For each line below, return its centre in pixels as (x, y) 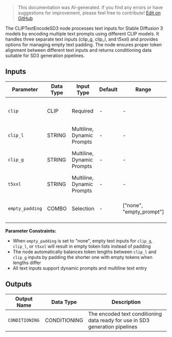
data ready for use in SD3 (119, 320)
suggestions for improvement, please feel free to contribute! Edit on (89, 13)
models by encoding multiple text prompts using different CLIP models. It (82, 34)
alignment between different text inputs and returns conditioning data (79, 50)
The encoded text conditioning (125, 314)
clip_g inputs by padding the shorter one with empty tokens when (82, 257)
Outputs (19, 284)
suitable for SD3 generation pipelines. (45, 55)
